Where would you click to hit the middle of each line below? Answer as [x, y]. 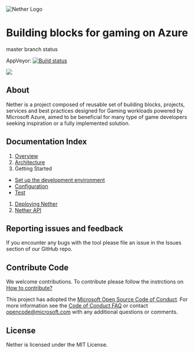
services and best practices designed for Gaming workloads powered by [94, 110]
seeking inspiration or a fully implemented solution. [68, 123]
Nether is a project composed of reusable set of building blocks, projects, [96, 104]
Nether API [28, 210]
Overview [26, 156]
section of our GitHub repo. [39, 249]
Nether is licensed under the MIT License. [57, 344]
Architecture [30, 162]
